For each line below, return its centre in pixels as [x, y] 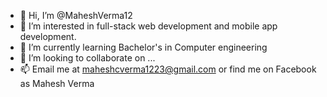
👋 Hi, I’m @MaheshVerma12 [76, 15]
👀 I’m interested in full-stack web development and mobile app [148, 26]
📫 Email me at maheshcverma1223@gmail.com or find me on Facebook [168, 69]
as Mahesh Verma [57, 83]
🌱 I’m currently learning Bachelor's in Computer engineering [143, 47]
